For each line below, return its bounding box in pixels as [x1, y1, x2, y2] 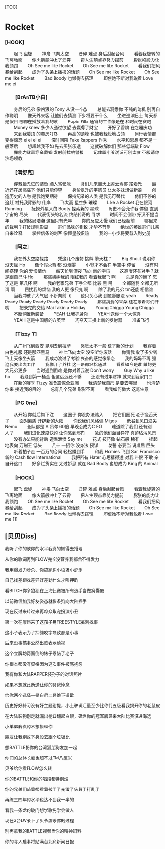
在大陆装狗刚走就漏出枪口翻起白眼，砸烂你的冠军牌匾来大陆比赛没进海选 [5, 713, 151, 719]
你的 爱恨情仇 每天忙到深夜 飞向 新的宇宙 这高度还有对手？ [19, 268, 155, 274]
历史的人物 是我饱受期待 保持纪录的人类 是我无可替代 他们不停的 [9, 193, 156, 199]
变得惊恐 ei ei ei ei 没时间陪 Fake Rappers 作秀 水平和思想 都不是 [5, 137, 153, 143]
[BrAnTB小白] [15, 94, 48, 101]
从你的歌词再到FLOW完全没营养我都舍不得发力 [5, 556, 100, 562]
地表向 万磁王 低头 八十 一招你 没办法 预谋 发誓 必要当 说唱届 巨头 [5, 442, 155, 448]
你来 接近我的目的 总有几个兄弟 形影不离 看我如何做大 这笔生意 [5, 386, 149, 392]
